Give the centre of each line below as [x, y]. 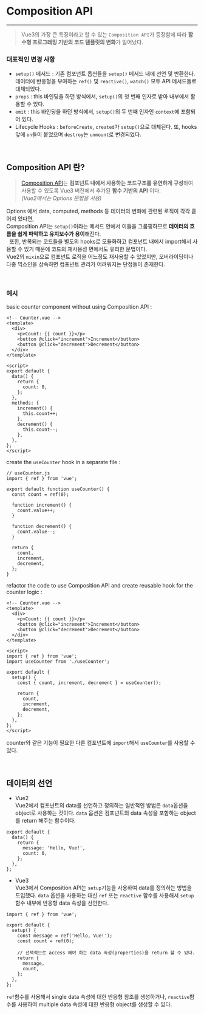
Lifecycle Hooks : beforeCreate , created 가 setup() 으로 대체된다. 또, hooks [106, 127]
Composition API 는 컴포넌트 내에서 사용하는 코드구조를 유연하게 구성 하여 [107, 183]
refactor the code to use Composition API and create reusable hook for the [100, 586]
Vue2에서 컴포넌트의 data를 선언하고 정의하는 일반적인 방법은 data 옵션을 [101, 806]
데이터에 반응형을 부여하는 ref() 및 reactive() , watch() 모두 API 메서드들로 [106, 81]
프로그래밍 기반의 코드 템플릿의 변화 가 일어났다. [88, 42]
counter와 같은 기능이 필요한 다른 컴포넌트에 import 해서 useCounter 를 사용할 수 [101, 743]
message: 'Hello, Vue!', [54, 848]
